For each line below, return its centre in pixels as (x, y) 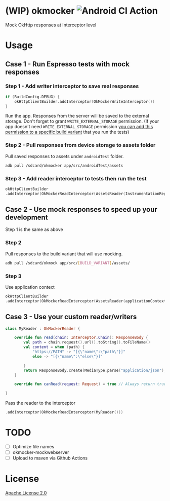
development (27, 218)
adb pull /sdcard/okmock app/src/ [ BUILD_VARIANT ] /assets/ (68, 263)
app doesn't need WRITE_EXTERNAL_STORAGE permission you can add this (79, 127)
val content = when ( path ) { (54, 347)
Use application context (30, 287)
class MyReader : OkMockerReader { (43, 329)
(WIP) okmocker (40, 11)
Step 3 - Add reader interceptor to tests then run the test (76, 178)
